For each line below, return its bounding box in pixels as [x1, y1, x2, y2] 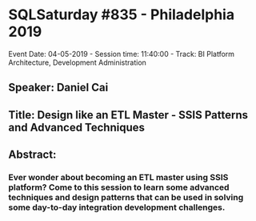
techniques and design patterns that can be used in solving [8, 192, 244, 203]
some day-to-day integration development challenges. [8, 202, 226, 213]
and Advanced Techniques [8, 120, 146, 134]
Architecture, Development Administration [8, 58, 146, 67]
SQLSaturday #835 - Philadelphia [8, 6, 234, 24]
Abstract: [8, 148, 57, 162]
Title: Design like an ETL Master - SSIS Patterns [8, 108, 249, 122]
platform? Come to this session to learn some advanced [8, 182, 230, 193]
